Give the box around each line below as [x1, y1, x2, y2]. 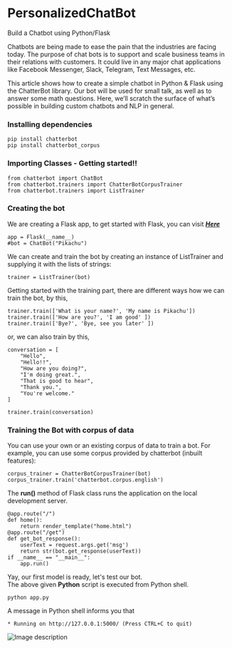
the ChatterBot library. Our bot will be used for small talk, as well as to [7, 86, 212, 95]
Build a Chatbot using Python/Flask [7, 29, 110, 37]
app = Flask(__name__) [7, 233, 75, 240]
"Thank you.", [20, 384, 62, 391]
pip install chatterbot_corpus [7, 142, 100, 149]
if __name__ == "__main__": [7, 554, 91, 561]
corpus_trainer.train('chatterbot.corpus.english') [7, 476, 164, 484]
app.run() [20, 560, 50, 567]
